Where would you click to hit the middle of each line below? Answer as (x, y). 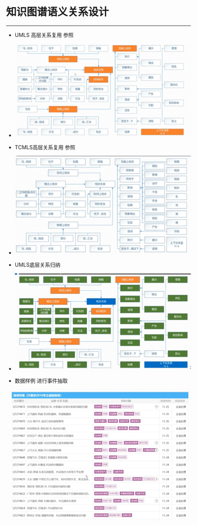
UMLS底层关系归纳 (37, 265)
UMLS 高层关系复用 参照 (44, 35)
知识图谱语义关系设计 (58, 12)
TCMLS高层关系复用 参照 (45, 147)
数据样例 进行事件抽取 (41, 381)
